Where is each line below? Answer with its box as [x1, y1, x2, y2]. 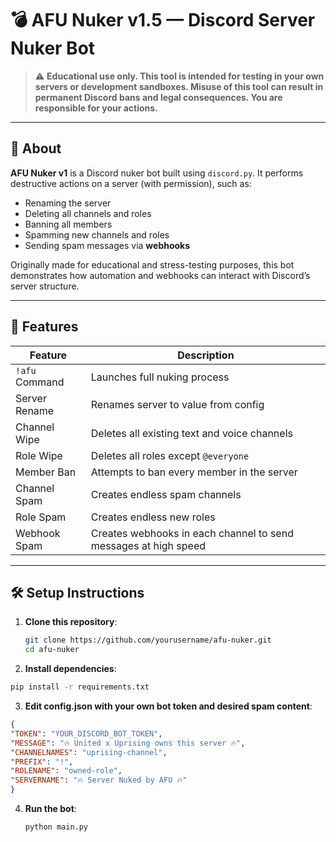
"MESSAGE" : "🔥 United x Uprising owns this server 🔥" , [10, 738, 246, 748]
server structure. [10, 280, 80, 292]
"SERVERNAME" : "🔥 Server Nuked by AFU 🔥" [10, 775, 188, 786]
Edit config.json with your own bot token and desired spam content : [24, 700, 313, 712]
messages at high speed [90, 538, 207, 552]
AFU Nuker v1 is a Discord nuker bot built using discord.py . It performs [10, 167, 304, 179]
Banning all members [24, 218, 113, 230]
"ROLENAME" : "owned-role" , [10, 766, 123, 776]
